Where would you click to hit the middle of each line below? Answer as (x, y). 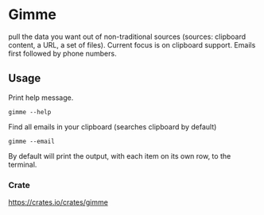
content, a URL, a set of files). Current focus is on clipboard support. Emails (132, 44)
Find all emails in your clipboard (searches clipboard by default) (113, 127)
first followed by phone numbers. (62, 53)
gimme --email (32, 141)
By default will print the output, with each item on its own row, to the (120, 155)
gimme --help (30, 112)
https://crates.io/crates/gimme (58, 202)
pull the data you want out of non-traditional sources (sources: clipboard (127, 36)
